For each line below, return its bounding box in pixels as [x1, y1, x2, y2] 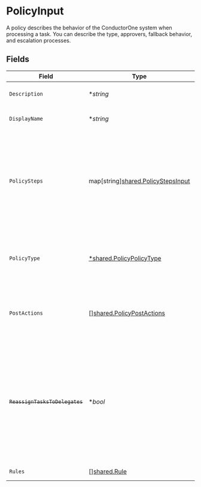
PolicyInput [6, 4, 64, 18]
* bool [89, 398, 105, 406]
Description [9, 90, 44, 97]
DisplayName [9, 115, 44, 122]
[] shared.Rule [89, 467, 127, 476]
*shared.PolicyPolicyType [89, 254, 162, 262]
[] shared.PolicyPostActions [89, 309, 166, 317]
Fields [6, 54, 30, 64]
